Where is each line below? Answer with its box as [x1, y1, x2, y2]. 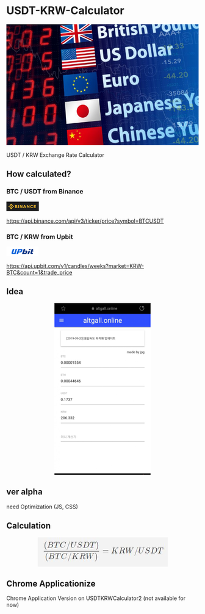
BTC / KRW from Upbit [6, 233, 73, 241]
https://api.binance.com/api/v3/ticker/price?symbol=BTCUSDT [6, 217, 164, 225]
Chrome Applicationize [6, 579, 96, 589]
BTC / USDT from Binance [6, 187, 84, 196]
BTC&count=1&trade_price [6, 269, 73, 276]
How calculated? [6, 169, 71, 179]
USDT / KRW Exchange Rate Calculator [6, 151, 105, 159]
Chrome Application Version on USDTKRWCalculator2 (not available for [6, 594, 186, 602]
